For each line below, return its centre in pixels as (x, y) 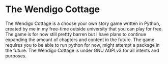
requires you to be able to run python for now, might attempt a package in (82, 45)
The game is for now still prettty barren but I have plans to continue (76, 34)
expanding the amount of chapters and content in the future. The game (80, 40)
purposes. (16, 56)
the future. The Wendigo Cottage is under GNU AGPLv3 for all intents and (82, 50)
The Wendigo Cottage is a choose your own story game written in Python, (83, 23)
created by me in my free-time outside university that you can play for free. (84, 28)
